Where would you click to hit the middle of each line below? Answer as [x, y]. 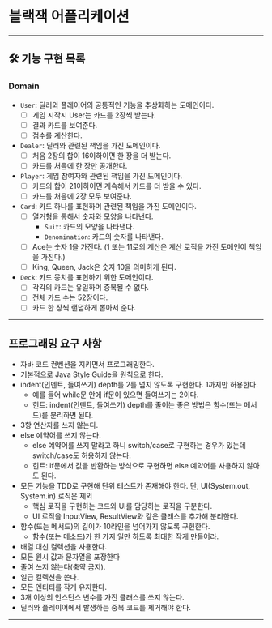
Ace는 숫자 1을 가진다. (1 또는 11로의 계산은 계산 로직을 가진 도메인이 [139, 247]
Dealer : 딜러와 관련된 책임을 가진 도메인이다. [90, 145]
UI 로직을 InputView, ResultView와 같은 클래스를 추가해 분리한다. [135, 516]
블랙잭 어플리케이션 [69, 17]
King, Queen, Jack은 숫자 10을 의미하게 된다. [104, 267]
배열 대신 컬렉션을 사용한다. [64, 547]
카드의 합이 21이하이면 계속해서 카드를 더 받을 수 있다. [117, 186]
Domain [24, 86]
